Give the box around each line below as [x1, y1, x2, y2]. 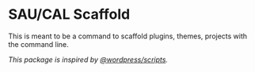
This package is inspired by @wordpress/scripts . [8, 55, 169, 64]
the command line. [8, 39, 69, 49]
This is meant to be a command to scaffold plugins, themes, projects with [8, 31, 248, 41]
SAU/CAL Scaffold [8, 5, 131, 23]
